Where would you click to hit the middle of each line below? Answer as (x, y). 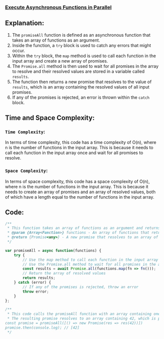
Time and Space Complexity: (50, 118)
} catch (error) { (32, 283)
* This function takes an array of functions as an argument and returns (84, 228)
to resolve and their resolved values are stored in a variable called (78, 71)
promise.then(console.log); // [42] (42, 328)
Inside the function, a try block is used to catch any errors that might (82, 45)
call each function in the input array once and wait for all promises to (74, 153)
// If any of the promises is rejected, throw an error (81, 287)
